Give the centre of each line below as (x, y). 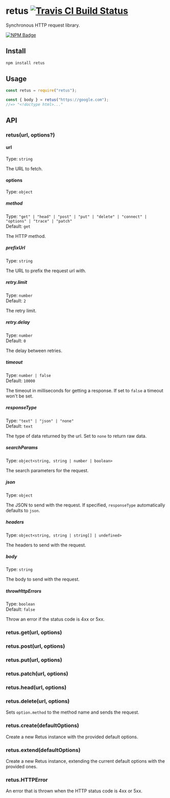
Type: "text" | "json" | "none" (40, 420)
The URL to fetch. (24, 168)
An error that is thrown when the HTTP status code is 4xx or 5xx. (74, 791)
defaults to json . (23, 510)
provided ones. (22, 766)
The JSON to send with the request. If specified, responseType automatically (86, 505)
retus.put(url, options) (34, 660)
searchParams (22, 448)
